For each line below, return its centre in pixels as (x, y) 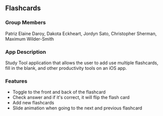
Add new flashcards (33, 103)
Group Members (26, 23)
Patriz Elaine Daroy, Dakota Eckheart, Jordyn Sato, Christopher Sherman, (81, 33)
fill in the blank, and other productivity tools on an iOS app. (66, 68)
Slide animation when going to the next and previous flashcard (77, 108)
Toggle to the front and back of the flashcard (59, 92)
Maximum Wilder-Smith (30, 39)
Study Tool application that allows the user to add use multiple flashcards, (82, 63)
